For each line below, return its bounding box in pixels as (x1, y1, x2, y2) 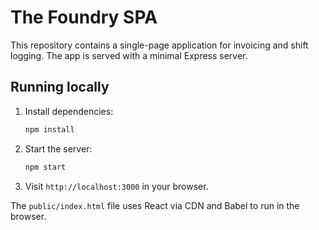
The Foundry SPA (10, 6, 158, 29)
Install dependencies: (24, 105, 114, 117)
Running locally (10, 79, 110, 96)
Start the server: (24, 142, 93, 155)
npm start (24, 162, 67, 172)
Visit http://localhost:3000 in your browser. (24, 180, 209, 192)
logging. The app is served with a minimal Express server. (10, 49, 248, 61)
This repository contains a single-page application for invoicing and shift (10, 39, 309, 51)
